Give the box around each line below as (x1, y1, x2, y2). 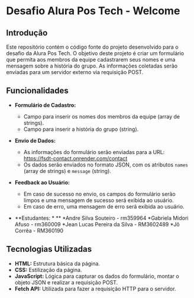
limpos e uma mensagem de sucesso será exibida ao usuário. (23, 197, 174, 204)
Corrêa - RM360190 (14, 227, 64, 234)
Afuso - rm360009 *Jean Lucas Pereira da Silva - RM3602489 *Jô (14, 220, 180, 227)
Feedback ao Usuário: (14, 179, 70, 186)
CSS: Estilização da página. (14, 266, 82, 273)
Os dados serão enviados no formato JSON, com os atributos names (23, 161, 188, 168)
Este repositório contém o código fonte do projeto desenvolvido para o (6, 43, 179, 50)
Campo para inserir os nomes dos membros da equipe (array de (23, 113, 180, 120)
